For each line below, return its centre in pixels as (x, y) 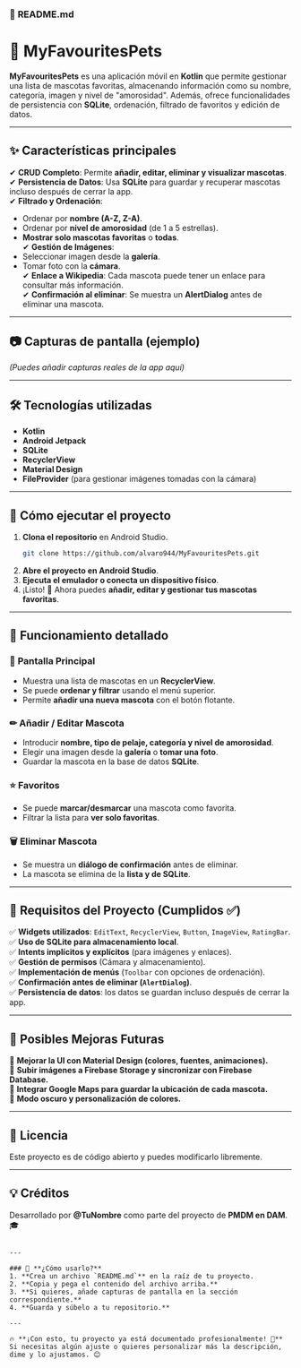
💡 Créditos (39, 1194)
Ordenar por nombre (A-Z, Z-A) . (82, 218)
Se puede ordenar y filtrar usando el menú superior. (119, 690)
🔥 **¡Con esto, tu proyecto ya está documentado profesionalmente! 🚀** (146, 1338)
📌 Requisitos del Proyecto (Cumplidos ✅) (125, 910)
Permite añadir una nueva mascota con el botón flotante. (129, 700)
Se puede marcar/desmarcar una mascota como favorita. (129, 808)
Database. (29, 1080)
